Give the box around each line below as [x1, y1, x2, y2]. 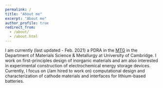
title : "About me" [5, 12, 42, 16]
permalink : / [5, 7, 32, 12]
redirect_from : [5, 25, 36, 30]
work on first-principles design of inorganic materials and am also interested [5, 58, 158, 63]
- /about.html [9, 34, 38, 39]
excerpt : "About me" [5, 16, 47, 21]
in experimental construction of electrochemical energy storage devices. [5, 62, 151, 68]
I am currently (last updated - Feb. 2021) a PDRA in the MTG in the [5, 47, 138, 53]
